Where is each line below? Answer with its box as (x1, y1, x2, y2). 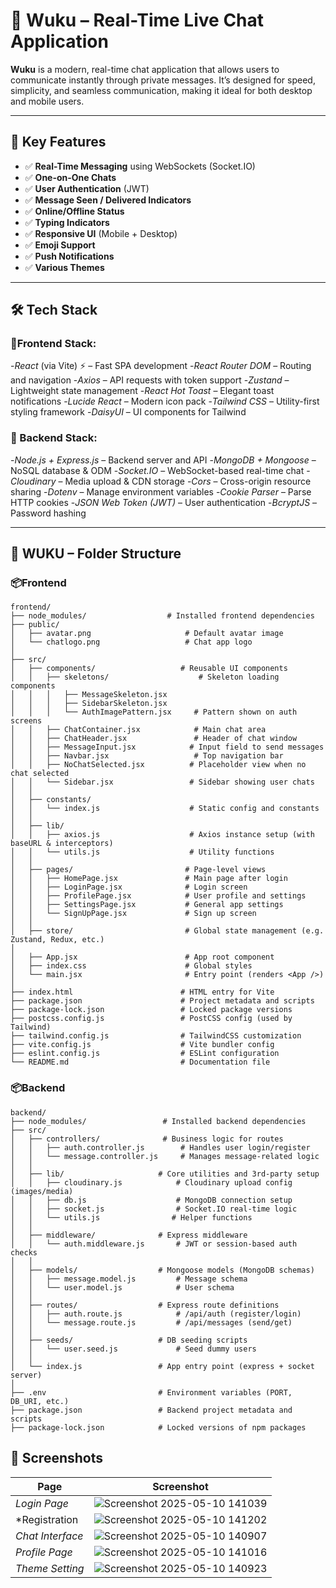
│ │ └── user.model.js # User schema (10, 1282, 235, 1293)
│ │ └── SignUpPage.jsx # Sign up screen (10, 909, 257, 919)
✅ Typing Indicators (24, 216, 110, 228)
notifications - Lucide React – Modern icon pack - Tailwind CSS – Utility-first (10, 395, 320, 408)
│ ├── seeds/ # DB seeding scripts (10, 1335, 248, 1345)
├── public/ (10, 620, 60, 630)
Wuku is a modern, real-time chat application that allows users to (10, 63, 280, 75)
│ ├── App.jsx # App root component (10, 952, 275, 963)
